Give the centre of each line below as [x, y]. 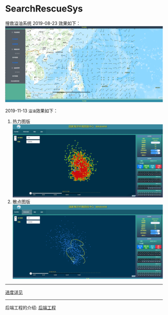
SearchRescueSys [44, 9]
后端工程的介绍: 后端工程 [30, 308]
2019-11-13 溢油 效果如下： [32, 111]
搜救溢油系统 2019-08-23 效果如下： [43, 23]
